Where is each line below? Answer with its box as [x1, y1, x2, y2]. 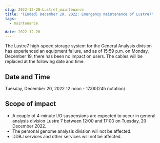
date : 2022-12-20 [5, 30, 40, 35]
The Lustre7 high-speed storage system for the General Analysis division [5, 43, 152, 49]
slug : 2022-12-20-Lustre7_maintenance [5, 7, 84, 12]
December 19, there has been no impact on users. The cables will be [5, 53, 143, 59]
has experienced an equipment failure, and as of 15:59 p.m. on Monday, [5, 48, 149, 54]
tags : [5, 16, 16, 21]
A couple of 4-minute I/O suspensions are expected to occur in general [12, 113, 156, 119]
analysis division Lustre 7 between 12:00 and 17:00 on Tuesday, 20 [12, 118, 146, 123]
